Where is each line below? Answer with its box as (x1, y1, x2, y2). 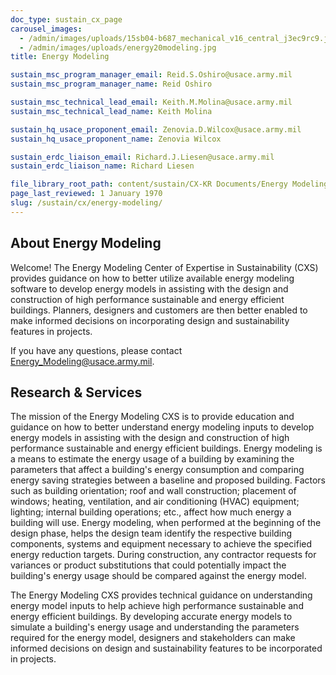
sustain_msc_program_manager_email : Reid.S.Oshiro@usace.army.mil (10, 70, 293, 80)
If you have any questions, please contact (10, 344, 183, 356)
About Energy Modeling (10, 235, 162, 252)
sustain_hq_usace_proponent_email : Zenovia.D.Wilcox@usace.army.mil (10, 124, 302, 135)
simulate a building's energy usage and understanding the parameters (10, 621, 300, 633)
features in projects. (10, 325, 93, 337)
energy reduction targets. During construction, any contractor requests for (10, 549, 317, 561)
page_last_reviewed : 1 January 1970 (10, 189, 163, 199)
